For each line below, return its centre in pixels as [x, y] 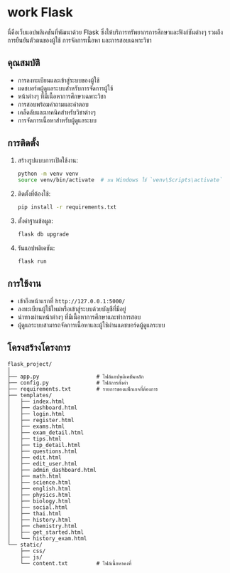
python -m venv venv [48, 174]
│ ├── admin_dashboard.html [52, 470]
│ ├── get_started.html [45, 532]
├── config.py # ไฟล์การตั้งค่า [68, 383]
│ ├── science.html [39, 482]
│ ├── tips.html [34, 438]
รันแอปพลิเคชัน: [36, 248]
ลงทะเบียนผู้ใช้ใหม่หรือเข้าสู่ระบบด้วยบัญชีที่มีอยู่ [72, 309]
